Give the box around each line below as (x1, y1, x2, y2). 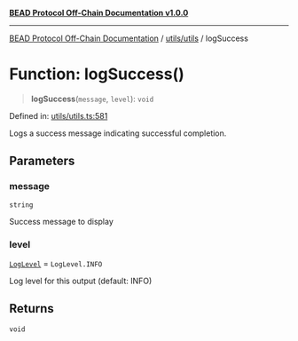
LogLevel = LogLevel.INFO (9, 258, 103, 269)
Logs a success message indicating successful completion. (9, 128, 227, 139)
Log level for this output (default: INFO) (9, 275, 153, 286)
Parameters (9, 154, 75, 169)
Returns (9, 301, 55, 316)
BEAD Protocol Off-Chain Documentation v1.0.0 (9, 8, 189, 18)
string (9, 200, 34, 210)
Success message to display (9, 216, 114, 226)
